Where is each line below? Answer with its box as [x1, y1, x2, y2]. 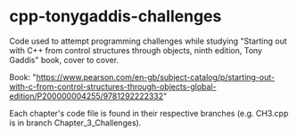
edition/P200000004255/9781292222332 [9, 91, 164, 101]
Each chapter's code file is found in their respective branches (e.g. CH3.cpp [9, 108, 289, 118]
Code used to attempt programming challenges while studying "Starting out [9, 36, 287, 46]
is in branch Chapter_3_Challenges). [9, 117, 142, 128]
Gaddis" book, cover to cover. [9, 54, 119, 65]
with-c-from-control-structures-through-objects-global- [9, 81, 217, 92]
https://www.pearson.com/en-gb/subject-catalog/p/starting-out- [36, 71, 276, 82]
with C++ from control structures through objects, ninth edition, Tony [9, 44, 263, 55]
